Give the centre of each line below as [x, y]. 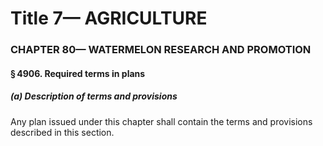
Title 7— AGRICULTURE [109, 18]
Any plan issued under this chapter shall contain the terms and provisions [161, 121]
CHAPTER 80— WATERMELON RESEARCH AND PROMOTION [161, 50]
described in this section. [62, 132]
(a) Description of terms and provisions [94, 96]
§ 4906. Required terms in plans [78, 73]
